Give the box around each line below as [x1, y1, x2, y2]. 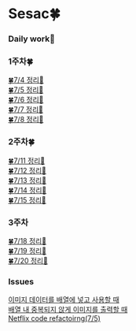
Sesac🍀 [8, 5, 61, 23]
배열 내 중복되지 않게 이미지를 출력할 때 [8, 305, 128, 314]
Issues [8, 276, 35, 287]
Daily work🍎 [8, 33, 55, 44]
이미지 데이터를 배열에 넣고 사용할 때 [8, 295, 119, 304]
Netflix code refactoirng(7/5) [8, 314, 101, 323]
